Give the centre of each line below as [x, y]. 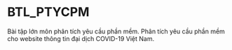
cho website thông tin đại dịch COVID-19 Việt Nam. [81, 38]
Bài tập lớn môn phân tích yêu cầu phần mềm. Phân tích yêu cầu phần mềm [116, 31]
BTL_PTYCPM [48, 12]
